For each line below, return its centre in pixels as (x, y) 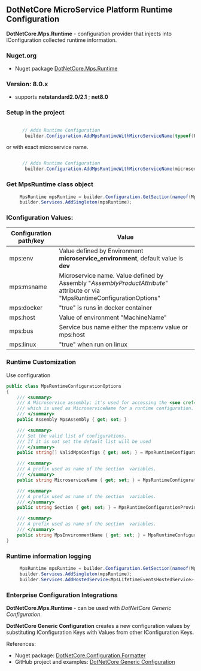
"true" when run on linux (93, 344)
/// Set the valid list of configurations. (72, 436)
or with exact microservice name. (47, 147)
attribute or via (80, 290)
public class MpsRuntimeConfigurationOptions (64, 386)
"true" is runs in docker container (106, 308)
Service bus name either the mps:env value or (124, 327)
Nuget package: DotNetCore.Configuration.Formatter (80, 655)
